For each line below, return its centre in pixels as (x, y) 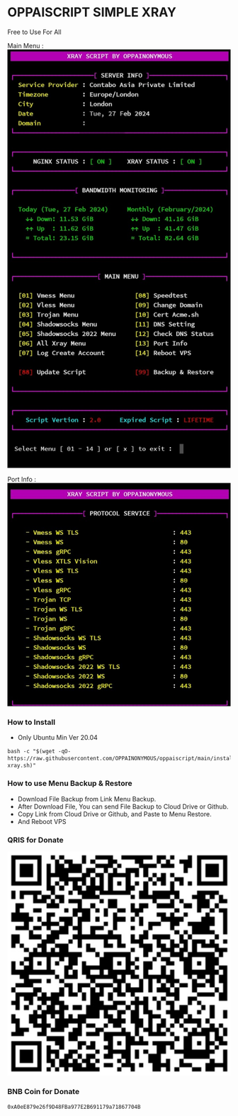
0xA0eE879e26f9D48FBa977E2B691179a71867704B (74, 1107)
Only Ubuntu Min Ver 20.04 (57, 738)
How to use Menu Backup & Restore (70, 784)
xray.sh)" (22, 766)
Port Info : (22, 480)
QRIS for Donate (35, 840)
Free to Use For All (34, 32)
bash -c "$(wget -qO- (39, 752)
